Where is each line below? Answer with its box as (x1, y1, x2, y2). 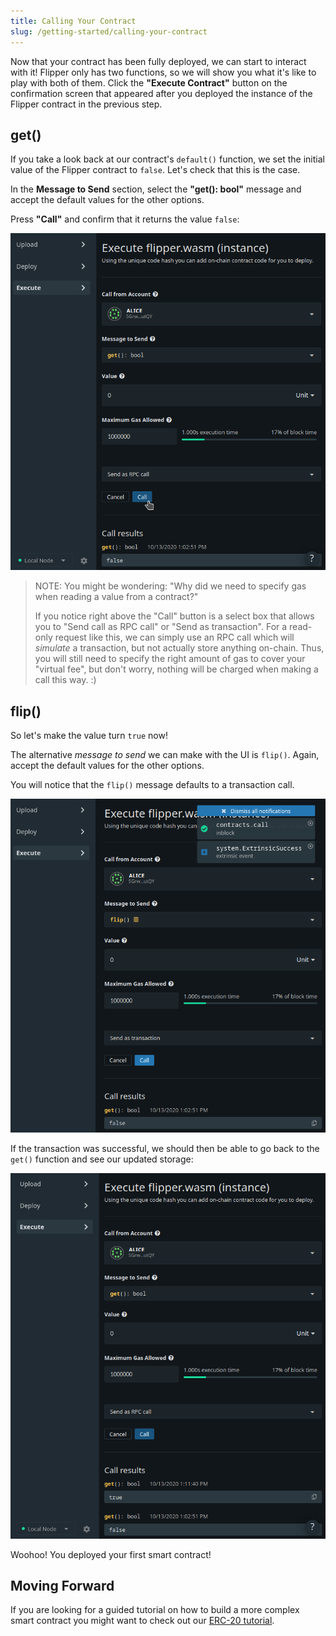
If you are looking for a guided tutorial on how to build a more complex (10, 1604, 300, 1616)
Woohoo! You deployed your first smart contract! (10, 1548, 212, 1560)
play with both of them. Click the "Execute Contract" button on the (10, 76, 288, 89)
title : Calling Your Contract (10, 16, 137, 26)
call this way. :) (34, 674, 97, 686)
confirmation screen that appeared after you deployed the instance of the (10, 87, 313, 99)
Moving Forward (10, 1577, 115, 1594)
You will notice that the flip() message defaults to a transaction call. (10, 779, 295, 791)
